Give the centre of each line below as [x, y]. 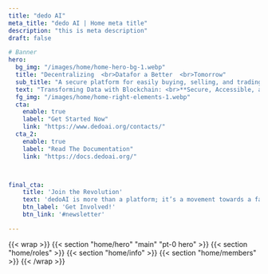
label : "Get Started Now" [66, 119]
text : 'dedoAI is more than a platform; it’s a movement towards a [137, 200]
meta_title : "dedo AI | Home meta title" [78, 23]
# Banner [23, 53]
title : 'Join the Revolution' [73, 193]
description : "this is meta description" [78, 30]
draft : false [30, 38]
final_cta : [26, 185]
